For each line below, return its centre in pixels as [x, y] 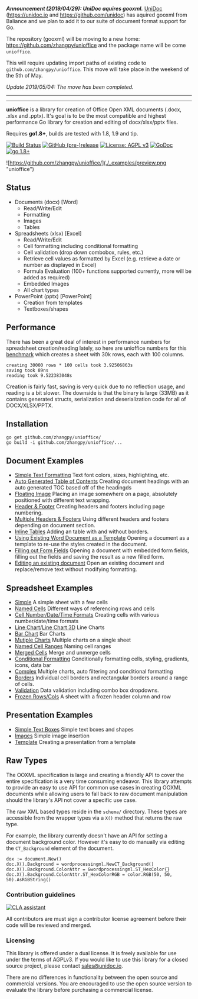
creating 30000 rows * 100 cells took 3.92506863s [70, 365]
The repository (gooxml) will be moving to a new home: [73, 39]
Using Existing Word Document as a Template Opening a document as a [102, 538]
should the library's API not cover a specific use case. [72, 800]
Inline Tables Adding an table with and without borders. [82, 531]
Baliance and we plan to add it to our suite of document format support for [96, 21]
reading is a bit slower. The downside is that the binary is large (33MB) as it [98, 392]
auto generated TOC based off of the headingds [73, 488]
